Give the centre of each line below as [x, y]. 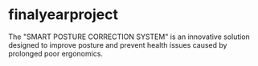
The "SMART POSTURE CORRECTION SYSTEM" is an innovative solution [129, 37]
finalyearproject [63, 15]
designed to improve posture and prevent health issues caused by [118, 45]
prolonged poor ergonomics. [55, 53]
